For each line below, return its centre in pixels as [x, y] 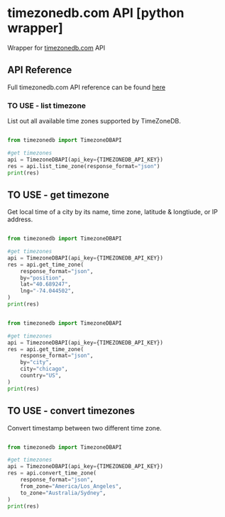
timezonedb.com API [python [96, 13]
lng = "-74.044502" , [47, 291]
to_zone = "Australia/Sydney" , [63, 493]
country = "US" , [41, 376]
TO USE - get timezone [59, 195]
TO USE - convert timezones [71, 411]
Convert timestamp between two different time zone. [84, 428]
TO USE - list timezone [47, 106]
